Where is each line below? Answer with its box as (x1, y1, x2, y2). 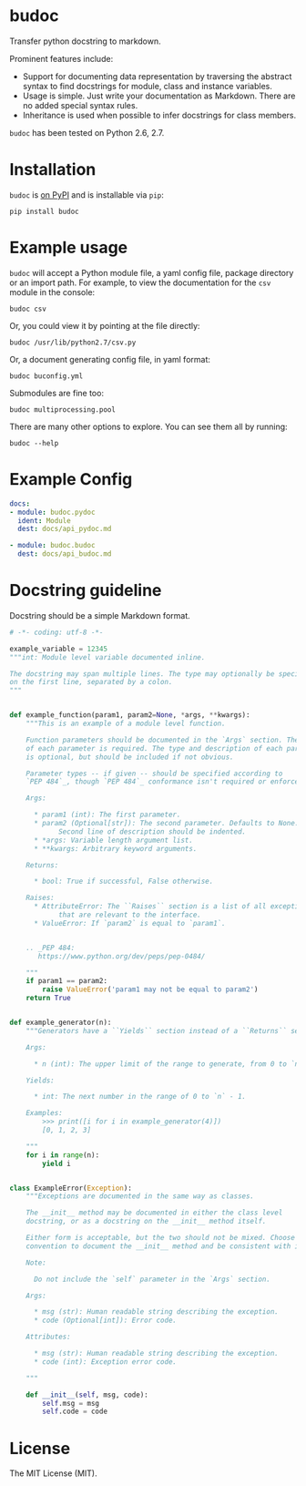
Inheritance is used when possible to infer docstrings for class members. (22, 109, 297, 120)
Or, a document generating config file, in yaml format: (9, 354, 211, 364)
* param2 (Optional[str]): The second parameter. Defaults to (33, 819, 275, 828)
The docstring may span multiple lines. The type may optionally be (9, 669, 275, 679)
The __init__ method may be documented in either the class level (25, 1208, 283, 1217)
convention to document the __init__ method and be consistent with (25, 1241, 291, 1251)
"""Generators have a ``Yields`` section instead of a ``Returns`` (25, 1026, 287, 1035)
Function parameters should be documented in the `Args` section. (25, 735, 283, 744)
